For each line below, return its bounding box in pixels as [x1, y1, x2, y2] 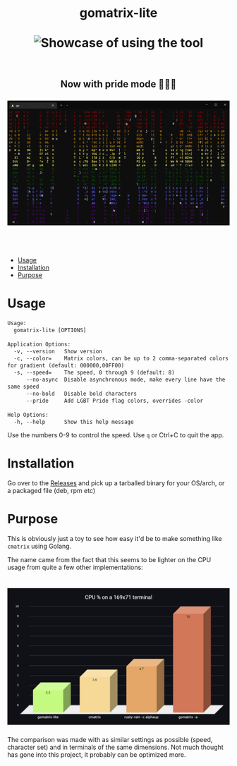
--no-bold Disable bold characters [25, 390, 138, 397]
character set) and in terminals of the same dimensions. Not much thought [7, 743, 224, 752]
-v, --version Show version [13, 348, 102, 355]
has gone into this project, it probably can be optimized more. [7, 750, 186, 759]
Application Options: [7, 341, 71, 348]
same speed [7, 383, 39, 390]
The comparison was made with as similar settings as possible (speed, [7, 736, 213, 744]
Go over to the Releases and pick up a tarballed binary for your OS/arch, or [7, 478, 225, 487]
